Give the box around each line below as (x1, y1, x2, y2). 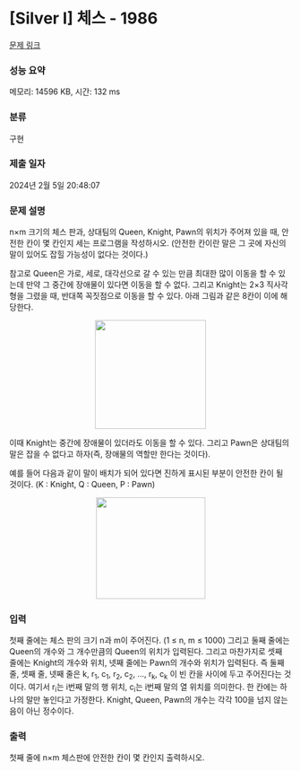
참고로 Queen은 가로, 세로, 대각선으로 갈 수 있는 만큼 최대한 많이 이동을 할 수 (9, 268, 277, 279)
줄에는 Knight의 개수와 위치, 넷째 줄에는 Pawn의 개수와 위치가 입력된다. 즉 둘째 (9, 657, 285, 669)
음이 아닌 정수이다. (9, 705, 74, 716)
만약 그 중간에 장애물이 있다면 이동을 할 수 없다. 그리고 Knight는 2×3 (25, 279, 265, 290)
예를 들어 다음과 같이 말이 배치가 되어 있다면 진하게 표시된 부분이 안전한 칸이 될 (9, 468, 284, 478)
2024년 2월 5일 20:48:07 (9, 180, 100, 190)
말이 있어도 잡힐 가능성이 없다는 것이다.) (9, 249, 149, 260)
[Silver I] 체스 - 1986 (9, 8, 159, 29)
